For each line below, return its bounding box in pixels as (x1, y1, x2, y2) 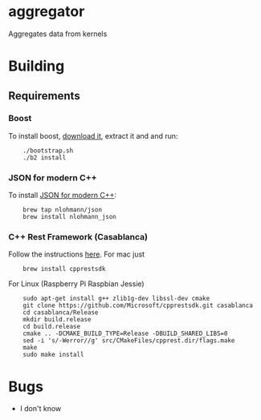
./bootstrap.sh (22, 147, 74, 155)
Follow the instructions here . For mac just (8, 249, 145, 259)
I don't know (19, 404, 62, 414)
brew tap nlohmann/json (22, 206, 103, 214)
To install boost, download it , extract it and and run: (8, 131, 178, 140)
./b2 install (22, 153, 67, 162)
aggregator (8, 2, 85, 21)
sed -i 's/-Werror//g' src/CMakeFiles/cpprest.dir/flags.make (22, 337, 235, 345)
